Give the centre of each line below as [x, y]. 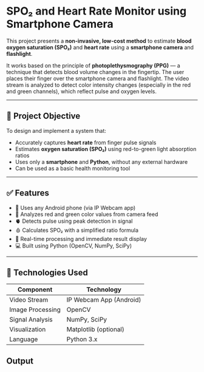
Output [20, 361]
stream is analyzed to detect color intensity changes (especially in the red [99, 85]
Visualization [28, 330]
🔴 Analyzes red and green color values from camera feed [87, 214]
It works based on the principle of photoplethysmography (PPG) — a [93, 66]
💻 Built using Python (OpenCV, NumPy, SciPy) [73, 245]
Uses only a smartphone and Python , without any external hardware [101, 161]
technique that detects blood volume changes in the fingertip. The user [95, 72]
